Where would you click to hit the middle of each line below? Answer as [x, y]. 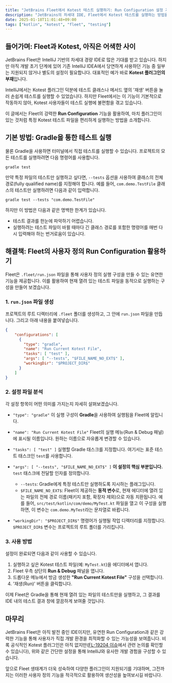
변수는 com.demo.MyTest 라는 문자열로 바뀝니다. [83, 509]
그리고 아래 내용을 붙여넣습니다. [48, 320]
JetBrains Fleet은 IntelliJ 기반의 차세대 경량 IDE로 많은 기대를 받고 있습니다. [81, 60]
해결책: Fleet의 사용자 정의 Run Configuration [76, 252]
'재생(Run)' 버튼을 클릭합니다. [42, 584]
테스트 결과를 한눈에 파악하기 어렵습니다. [53, 220]
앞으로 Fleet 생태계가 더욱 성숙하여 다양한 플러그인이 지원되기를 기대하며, [78, 669]
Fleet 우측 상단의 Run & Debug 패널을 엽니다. [59, 571]
